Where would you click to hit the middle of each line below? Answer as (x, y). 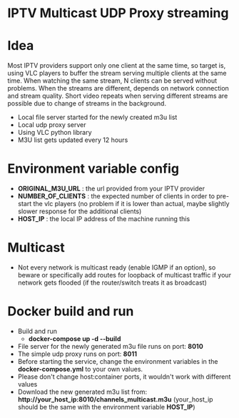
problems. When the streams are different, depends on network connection (118, 88)
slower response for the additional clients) (80, 211)
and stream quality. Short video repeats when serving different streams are (118, 96)
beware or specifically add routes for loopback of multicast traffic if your (124, 275)
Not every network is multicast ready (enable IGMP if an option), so (117, 267)
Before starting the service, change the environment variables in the (118, 361)
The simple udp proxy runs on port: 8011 (77, 354)
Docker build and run (71, 311)
